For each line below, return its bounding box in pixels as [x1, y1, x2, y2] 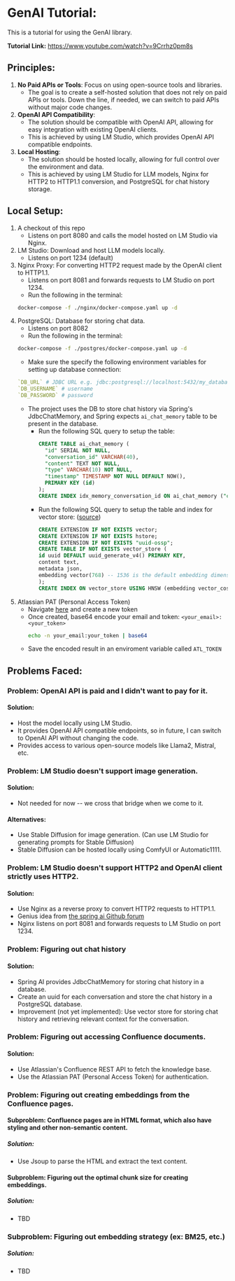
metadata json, [38, 565, 83, 572]
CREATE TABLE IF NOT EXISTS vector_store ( [38, 546, 167, 553]
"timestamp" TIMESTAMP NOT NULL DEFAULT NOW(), [44, 473, 186, 480]
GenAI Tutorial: [7, 5, 97, 21]
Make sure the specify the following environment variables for [27, 358, 207, 366]
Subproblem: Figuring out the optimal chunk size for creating [7, 1173, 189, 1182]
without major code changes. [27, 103, 113, 111]
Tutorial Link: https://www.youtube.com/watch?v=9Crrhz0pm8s [7, 41, 194, 50]
